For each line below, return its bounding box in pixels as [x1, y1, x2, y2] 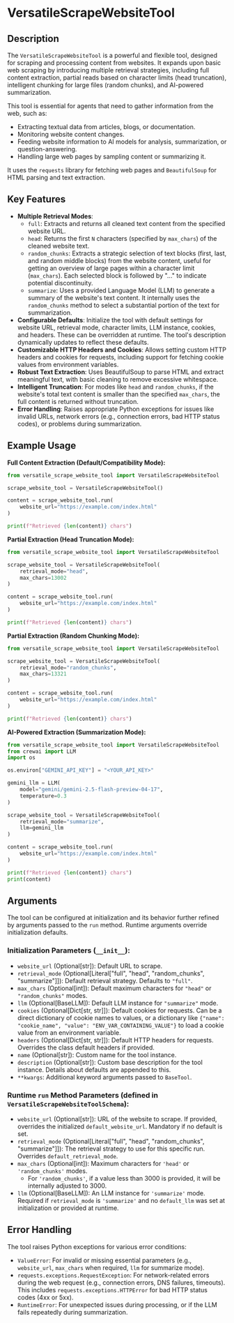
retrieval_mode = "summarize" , [19, 818, 104, 825]
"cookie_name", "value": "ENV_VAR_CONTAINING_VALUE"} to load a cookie [17, 1021, 224, 1029]
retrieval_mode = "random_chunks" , [19, 664, 117, 671]
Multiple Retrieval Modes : [17, 211, 94, 221]
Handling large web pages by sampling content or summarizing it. [17, 152, 207, 160]
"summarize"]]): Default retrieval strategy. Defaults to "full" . [17, 976, 193, 985]
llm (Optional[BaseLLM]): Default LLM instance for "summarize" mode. [17, 999, 219, 1007]
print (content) [7, 876, 52, 883]
